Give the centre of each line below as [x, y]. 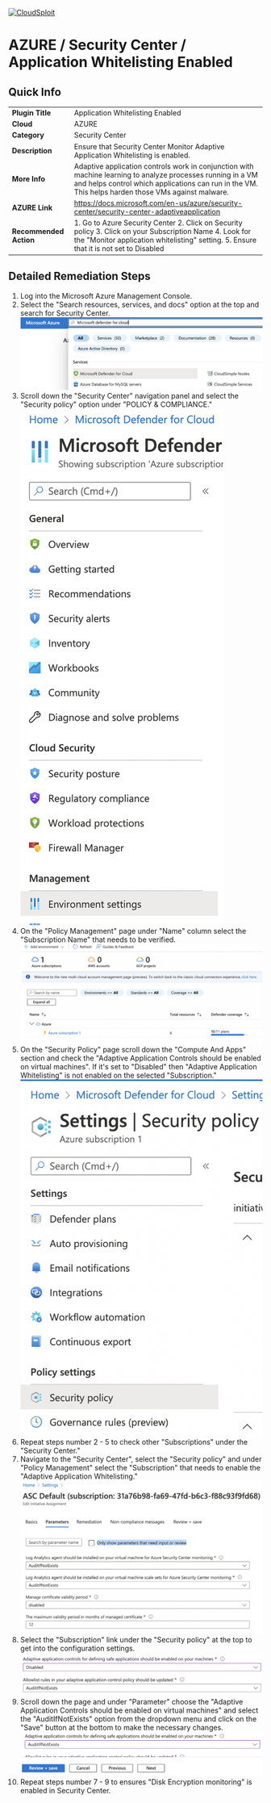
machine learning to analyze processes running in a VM [166, 174]
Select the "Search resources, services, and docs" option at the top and [140, 304]
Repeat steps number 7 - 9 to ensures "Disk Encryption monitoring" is [136, 1782]
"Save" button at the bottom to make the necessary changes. [121, 1728]
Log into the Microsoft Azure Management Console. [106, 295]
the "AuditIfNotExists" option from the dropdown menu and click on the [138, 1719]
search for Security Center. [65, 313]
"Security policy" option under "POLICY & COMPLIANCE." [116, 404]
